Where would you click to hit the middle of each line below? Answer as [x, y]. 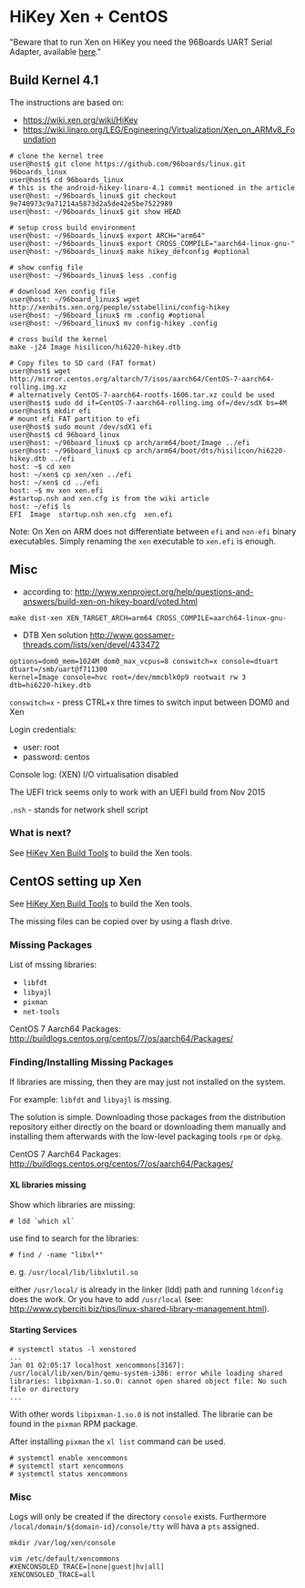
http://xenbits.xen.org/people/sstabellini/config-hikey [120, 307]
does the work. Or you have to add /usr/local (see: [107, 1299]
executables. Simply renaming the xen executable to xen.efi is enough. [143, 541]
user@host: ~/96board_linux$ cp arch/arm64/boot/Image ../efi [130, 443]
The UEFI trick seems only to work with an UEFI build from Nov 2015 [137, 792]
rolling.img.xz [38, 387]
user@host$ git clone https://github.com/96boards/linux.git [128, 164]
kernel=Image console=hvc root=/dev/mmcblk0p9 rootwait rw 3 [128, 677]
